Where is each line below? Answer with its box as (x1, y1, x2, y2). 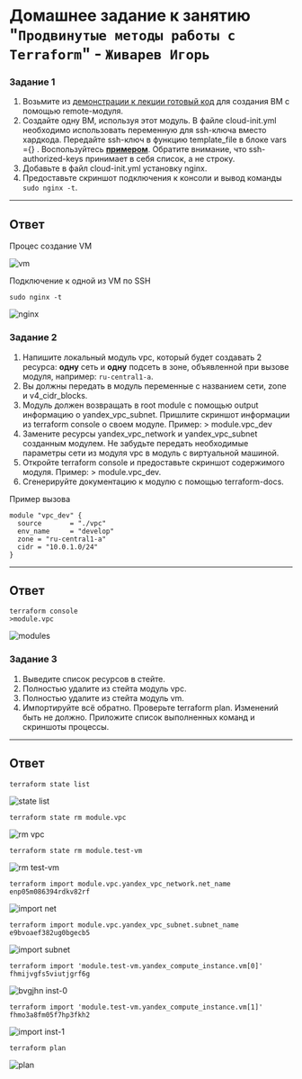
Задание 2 (9, 331, 58, 344)
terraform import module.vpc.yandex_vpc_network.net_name (9, 879, 231, 888)
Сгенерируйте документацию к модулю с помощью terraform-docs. (22, 476, 285, 487)
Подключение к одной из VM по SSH (9, 275, 151, 286)
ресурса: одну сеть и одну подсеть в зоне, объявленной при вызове (22, 361, 289, 372)
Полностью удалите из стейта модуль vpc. (22, 683, 187, 694)
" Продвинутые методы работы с (9, 24, 236, 45)
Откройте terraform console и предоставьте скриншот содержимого (22, 456, 285, 468)
